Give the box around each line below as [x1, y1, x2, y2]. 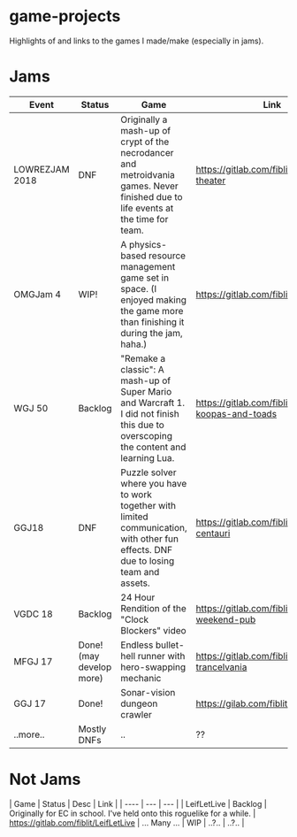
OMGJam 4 [13, 288, 62, 300]
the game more [120, 304, 184, 317]
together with [120, 499, 177, 511]
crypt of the [120, 135, 170, 148]
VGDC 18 [13, 608, 53, 620]
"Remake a [120, 352, 166, 365]
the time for [120, 212, 169, 225]
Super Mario [120, 385, 172, 397]
